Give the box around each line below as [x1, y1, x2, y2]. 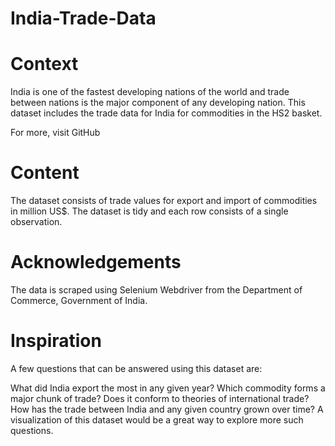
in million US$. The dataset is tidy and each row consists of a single [10, 205, 289, 217]
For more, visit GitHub [10, 127, 101, 139]
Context [10, 53, 79, 76]
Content [10, 162, 80, 184]
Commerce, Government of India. [10, 295, 148, 306]
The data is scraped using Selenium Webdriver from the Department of [10, 284, 303, 296]
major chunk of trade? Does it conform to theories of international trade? [10, 392, 310, 404]
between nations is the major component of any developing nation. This [10, 97, 306, 109]
